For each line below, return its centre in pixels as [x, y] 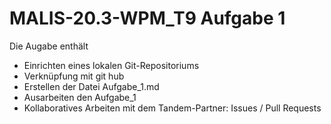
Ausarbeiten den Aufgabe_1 [80, 97]
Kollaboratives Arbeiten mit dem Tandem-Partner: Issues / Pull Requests [172, 108]
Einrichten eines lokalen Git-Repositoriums [111, 65]
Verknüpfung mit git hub [74, 76]
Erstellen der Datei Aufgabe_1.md [91, 86]
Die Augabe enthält [49, 46]
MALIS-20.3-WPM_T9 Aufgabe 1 [147, 18]
